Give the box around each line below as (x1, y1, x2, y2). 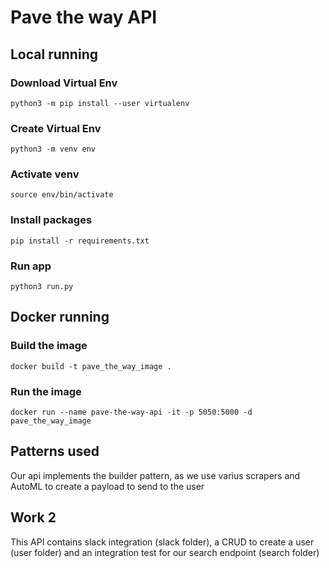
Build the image (10, 339, 88, 353)
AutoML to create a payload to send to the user (10, 480, 205, 492)
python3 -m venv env (10, 144, 97, 155)
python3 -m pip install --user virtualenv (10, 98, 190, 108)
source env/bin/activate (10, 190, 114, 200)
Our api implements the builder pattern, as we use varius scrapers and (10, 469, 301, 481)
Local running (10, 46, 98, 63)
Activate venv (10, 167, 80, 181)
